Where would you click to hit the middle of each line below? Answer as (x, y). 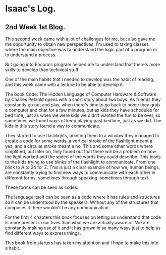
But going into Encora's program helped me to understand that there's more (83, 64)
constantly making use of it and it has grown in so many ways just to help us (83, 228)
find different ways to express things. (43, 233)
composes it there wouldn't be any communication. (57, 208)
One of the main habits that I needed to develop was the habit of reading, (80, 79)
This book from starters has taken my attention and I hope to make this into (82, 243)
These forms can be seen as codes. (42, 187)
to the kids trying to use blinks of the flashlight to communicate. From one (81, 162)
